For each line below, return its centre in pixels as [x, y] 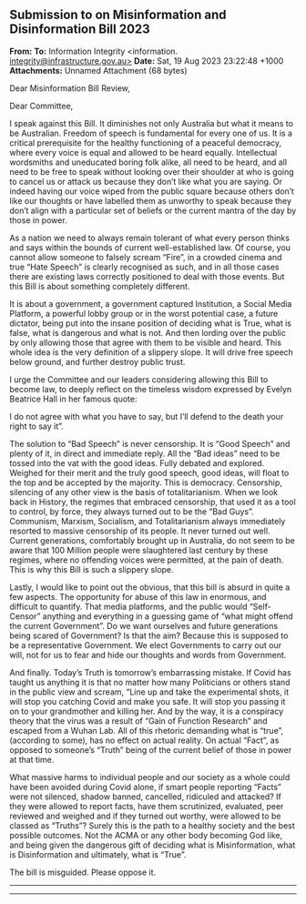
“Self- [260, 606]
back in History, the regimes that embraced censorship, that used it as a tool [153, 502]
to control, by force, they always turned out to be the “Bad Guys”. [132, 511]
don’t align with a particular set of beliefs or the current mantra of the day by [153, 210]
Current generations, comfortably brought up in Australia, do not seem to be [153, 540]
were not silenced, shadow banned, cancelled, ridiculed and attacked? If [146, 797]
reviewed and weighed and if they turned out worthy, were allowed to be [145, 816]
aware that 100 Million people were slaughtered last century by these [139, 550]
